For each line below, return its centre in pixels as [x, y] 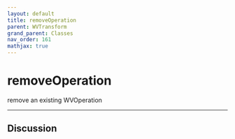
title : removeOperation [42, 20]
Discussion [32, 129]
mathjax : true [28, 46]
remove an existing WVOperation [55, 100]
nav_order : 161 [29, 40]
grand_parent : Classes [40, 33]
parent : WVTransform [37, 27]
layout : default [31, 14]
